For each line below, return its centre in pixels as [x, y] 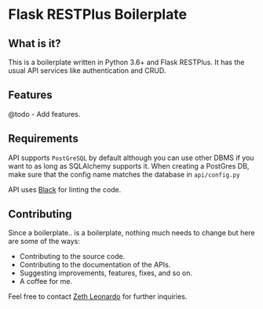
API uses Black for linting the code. [65, 189]
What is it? [35, 44]
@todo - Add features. [44, 114]
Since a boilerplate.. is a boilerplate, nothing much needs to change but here [131, 233]
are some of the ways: [44, 242]
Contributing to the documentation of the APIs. [95, 265]
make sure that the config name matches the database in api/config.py [124, 174]
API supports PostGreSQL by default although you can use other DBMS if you [131, 158]
